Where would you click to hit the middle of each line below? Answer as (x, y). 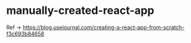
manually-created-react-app (80, 11)
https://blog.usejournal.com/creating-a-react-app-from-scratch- (104, 27)
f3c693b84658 (25, 33)
